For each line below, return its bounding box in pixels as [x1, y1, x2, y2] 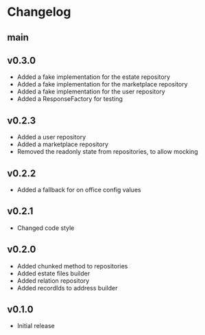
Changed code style [16, 224, 75, 232]
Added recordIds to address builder [16, 284, 118, 292]
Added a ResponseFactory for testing [16, 95, 123, 103]
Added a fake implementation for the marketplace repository [16, 80, 189, 89]
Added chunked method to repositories [16, 262, 128, 270]
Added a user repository [16, 133, 86, 141]
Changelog [7, 4, 71, 20]
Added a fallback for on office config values [16, 186, 142, 194]
